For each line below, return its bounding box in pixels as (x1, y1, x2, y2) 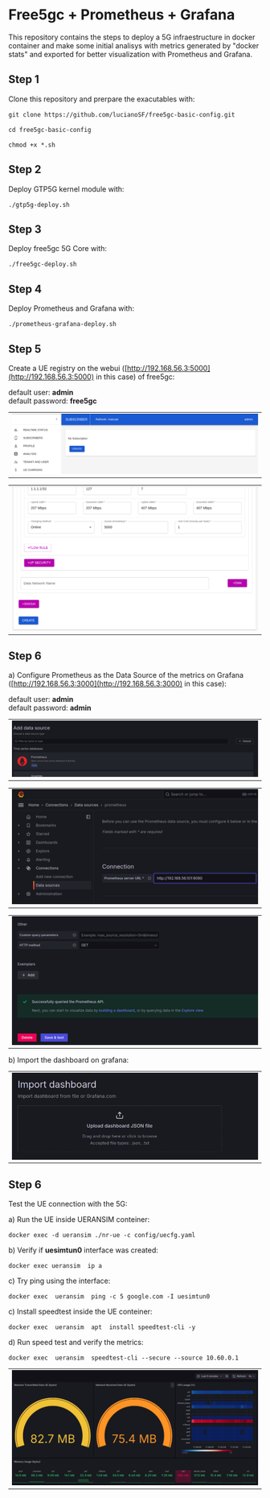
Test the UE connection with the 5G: (8, 1199, 128, 1209)
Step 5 (8, 342, 42, 356)
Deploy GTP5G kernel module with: (8, 184, 125, 194)
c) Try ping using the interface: (8, 1276, 111, 1285)
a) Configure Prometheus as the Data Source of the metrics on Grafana (8, 671, 243, 680)
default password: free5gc (8, 396, 97, 406)
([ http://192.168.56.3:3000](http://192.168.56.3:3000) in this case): (8, 679, 227, 689)
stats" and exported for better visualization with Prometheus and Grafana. (8, 49, 253, 59)
